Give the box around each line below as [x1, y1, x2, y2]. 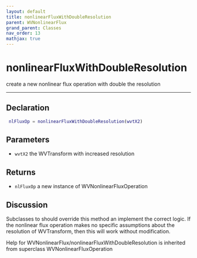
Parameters [6, 135, 50, 145]
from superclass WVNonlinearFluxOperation [6, 246, 113, 253]
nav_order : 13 [6, 30, 41, 36]
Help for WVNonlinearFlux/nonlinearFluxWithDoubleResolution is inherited [6, 239, 186, 246]
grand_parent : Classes [6, 25, 62, 31]
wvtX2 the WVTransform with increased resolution [14, 150, 135, 157]
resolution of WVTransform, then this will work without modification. [6, 228, 171, 235]
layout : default [6, 8, 46, 15]
